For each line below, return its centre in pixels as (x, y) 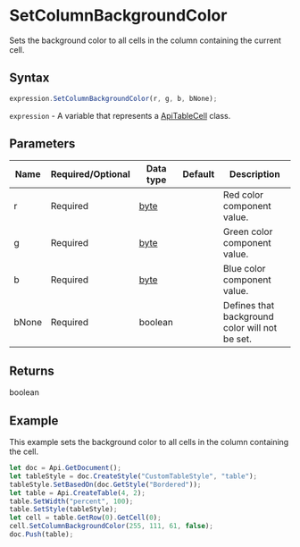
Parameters (42, 144)
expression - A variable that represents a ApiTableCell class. (120, 115)
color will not (250, 328)
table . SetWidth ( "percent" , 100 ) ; (71, 501)
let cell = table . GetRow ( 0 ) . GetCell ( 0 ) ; (86, 518)
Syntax (29, 78)
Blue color (244, 269)
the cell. (24, 451)
